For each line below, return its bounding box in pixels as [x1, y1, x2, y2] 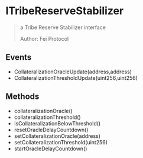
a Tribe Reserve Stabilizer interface [19, 24, 106, 31]
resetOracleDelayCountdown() [14, 126, 89, 133]
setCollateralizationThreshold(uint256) [14, 138, 108, 146]
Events [5, 52, 32, 63]
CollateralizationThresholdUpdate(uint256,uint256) [14, 74, 138, 81]
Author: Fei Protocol [19, 35, 69, 42]
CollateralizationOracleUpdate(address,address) [14, 68, 132, 75]
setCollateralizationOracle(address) [14, 132, 101, 140]
